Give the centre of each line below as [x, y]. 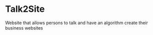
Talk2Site [25, 9]
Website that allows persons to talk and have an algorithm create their [76, 23]
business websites [24, 28]
